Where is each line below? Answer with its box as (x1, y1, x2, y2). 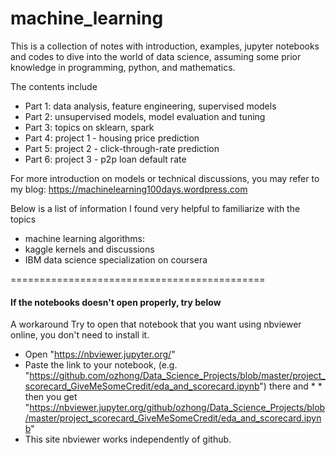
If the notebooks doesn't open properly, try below (10, 296, 222, 308)
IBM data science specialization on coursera (24, 253, 208, 266)
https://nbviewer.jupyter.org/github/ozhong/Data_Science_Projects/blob (29, 402, 326, 414)
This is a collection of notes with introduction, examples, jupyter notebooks (10, 40, 320, 52)
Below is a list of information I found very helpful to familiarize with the (10, 202, 301, 214)
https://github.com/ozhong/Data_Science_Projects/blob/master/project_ (29, 370, 326, 382)
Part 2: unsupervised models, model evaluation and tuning (24, 110, 266, 122)
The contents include (10, 80, 98, 92)
